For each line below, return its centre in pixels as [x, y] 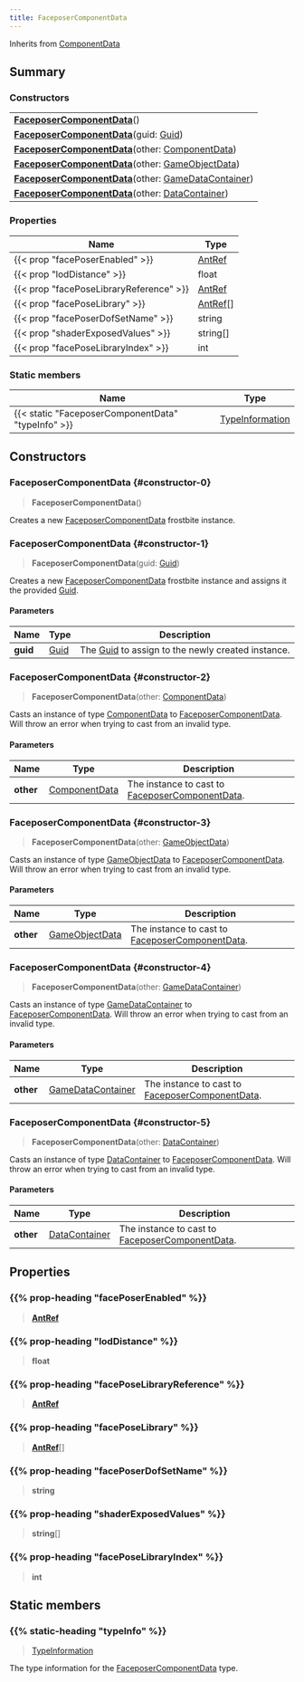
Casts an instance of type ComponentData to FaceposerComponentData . [146, 714]
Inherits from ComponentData [65, 43]
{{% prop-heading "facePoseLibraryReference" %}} [127, 1384]
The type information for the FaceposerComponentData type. [123, 1668]
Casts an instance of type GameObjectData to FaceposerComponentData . [147, 859]
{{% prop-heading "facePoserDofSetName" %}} [119, 1470]
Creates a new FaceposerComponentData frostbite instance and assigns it [148, 580]
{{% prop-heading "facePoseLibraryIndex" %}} [117, 1557]
